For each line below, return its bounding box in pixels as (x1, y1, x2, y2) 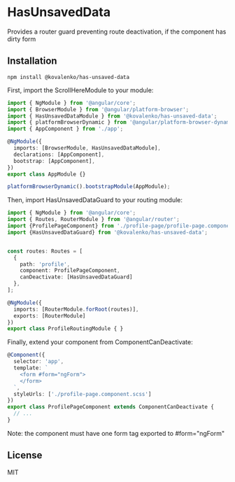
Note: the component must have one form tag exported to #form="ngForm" (7, 429, 225, 437)
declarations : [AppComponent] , (13, 151, 105, 158)
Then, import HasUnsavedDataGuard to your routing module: (7, 196, 183, 204)
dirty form (7, 34, 36, 43)
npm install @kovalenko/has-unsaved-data (7, 73, 130, 80)
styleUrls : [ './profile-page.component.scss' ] (13, 390, 152, 397)
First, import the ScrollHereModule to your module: (7, 85, 154, 94)
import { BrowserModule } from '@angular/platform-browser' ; (7, 106, 190, 113)
